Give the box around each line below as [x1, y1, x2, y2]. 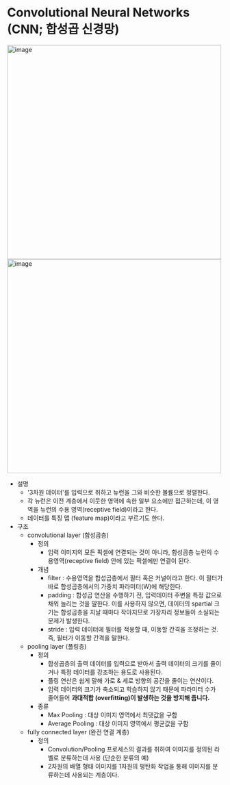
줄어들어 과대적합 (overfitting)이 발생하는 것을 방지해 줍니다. [47, 693, 210, 701]
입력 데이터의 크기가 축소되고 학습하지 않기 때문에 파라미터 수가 [47, 685, 216, 693]
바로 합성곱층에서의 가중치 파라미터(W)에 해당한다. [47, 582, 183, 590]
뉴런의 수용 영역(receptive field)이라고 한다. [40, 505, 159, 513]
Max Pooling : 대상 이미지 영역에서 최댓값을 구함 [47, 710, 178, 719]
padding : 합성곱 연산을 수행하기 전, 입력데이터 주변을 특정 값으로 [47, 590, 222, 599]
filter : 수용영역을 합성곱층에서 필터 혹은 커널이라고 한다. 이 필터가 [47, 573, 223, 582]
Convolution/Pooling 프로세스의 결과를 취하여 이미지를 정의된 [47, 745, 214, 753]
